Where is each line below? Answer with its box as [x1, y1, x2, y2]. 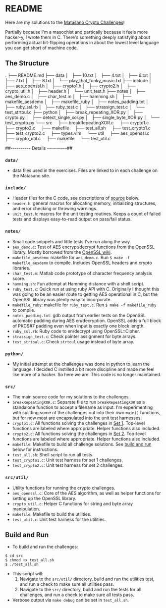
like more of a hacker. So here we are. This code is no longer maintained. [12, 371, 162, 377]
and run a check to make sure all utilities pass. [19, 581, 114, 587]
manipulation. [12, 506, 41, 512]
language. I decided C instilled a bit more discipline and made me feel [12, 366, 155, 372]
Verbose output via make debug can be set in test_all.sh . [12, 597, 129, 603]
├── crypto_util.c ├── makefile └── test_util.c [5, 135, 111, 141]
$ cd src [5, 553, 23, 558]
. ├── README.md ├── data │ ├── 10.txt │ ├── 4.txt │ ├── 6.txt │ [5, 72, 152, 78]
